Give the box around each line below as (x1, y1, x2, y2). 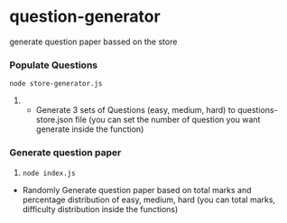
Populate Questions (9, 59, 97, 71)
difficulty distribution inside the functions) (22, 203, 179, 214)
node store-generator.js (9, 79, 103, 88)
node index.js (22, 169, 76, 178)
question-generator (9, 6, 161, 27)
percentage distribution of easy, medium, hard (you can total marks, (22, 194, 276, 205)
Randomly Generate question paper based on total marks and (22, 184, 252, 195)
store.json (35, 115, 74, 125)
